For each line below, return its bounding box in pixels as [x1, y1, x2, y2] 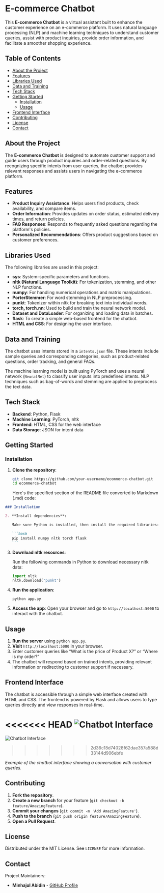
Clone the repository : [12, 467, 57, 473]
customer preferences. [12, 237, 59, 243]
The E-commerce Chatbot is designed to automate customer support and [5, 152, 155, 158]
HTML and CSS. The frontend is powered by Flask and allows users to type [5, 696, 157, 702]
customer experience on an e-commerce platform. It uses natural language [5, 24, 157, 30]
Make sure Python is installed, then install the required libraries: [11, 522, 160, 527]
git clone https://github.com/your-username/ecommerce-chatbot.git [12, 476, 153, 481]
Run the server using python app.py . [12, 638, 87, 644]
